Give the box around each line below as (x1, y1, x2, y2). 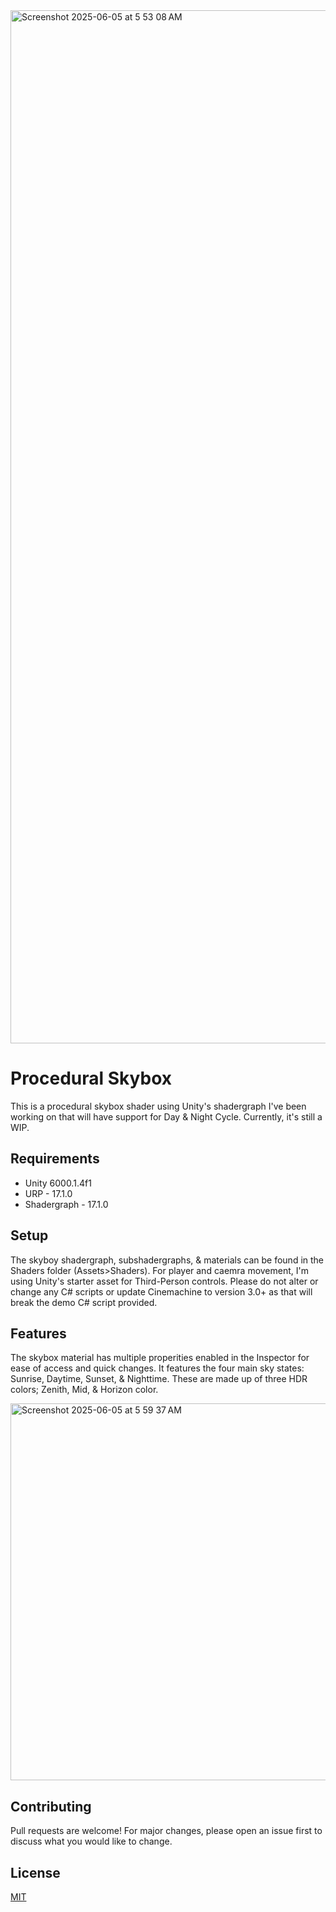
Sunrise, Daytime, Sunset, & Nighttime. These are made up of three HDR (10, 1373, 308, 1385)
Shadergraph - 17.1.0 (24, 1198, 109, 1210)
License (10, 1864, 61, 1881)
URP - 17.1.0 (24, 1187, 73, 1199)
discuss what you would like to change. (10, 1835, 173, 1848)
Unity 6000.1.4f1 (24, 1177, 92, 1189)
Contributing (10, 1798, 92, 1815)
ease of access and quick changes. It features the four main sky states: (10, 1362, 305, 1374)
